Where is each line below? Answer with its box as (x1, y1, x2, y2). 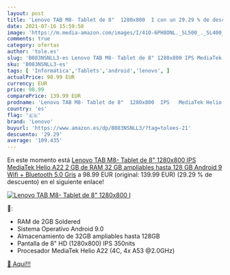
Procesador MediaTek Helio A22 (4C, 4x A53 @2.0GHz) (16, 247, 175, 255)
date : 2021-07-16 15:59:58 (7, 23, 84, 29)
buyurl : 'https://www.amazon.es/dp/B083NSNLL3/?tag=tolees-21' (7, 125, 192, 131)
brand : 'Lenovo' (7, 118, 53, 125)
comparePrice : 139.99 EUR (7, 93, 81, 100)
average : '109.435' (7, 137, 63, 144)
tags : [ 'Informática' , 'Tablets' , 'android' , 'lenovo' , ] (7, 67, 170, 74)
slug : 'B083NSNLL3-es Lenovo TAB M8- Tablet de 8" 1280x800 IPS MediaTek (7, 55, 222, 62)
